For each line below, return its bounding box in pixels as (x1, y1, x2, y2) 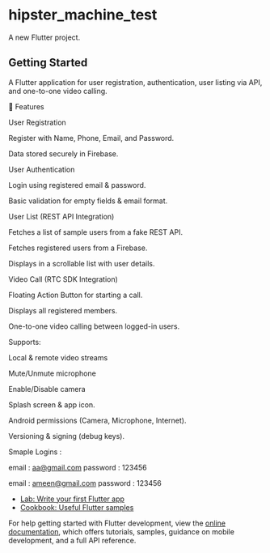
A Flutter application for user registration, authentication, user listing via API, (8, 77, 263, 87)
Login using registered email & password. (8, 180, 146, 189)
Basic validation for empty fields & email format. (8, 196, 168, 206)
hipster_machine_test (8, 6, 158, 24)
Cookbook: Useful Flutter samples (19, 502, 134, 512)
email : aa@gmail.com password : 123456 (8, 462, 147, 472)
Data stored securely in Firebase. (8, 148, 119, 159)
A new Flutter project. (8, 32, 81, 42)
